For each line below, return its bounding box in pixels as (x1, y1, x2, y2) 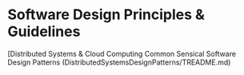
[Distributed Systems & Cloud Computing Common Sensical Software (7, 49, 237, 58)
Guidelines (7, 22, 81, 41)
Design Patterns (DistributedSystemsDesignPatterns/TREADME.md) (7, 57, 231, 67)
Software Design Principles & (7, 6, 206, 24)
